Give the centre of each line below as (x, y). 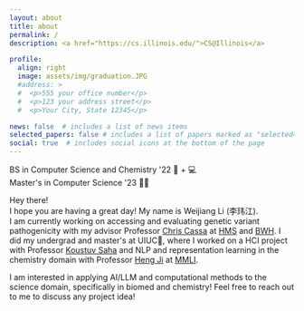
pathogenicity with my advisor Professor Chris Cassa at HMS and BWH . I (145, 231)
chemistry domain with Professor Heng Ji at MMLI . (104, 260)
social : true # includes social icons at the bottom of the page (137, 143)
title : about (34, 26)
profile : (26, 60)
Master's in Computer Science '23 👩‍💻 (80, 183)
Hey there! (29, 200)
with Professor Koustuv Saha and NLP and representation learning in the (144, 250)
